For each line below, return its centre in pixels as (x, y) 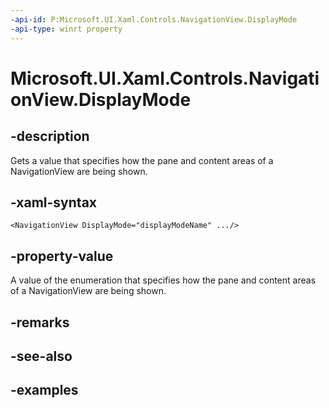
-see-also (41, 356)
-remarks (40, 322)
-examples (44, 390)
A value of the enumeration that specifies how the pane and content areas (163, 280)
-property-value (62, 256)
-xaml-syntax (54, 202)
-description (50, 136)
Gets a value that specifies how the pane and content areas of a (142, 160)
